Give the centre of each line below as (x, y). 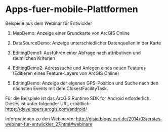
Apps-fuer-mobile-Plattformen (72, 9)
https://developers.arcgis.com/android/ (46, 109)
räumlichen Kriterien (34, 58)
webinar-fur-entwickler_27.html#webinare (49, 124)
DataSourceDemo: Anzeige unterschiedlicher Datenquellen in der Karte (87, 43)
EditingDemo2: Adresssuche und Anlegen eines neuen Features (79, 68)
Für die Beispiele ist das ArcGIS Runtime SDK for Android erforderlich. (78, 98)
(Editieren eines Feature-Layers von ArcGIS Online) (66, 73)
